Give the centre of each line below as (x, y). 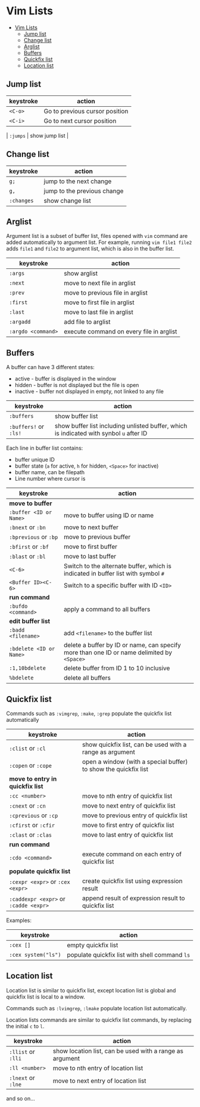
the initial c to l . (25, 1026)
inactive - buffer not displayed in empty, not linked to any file (89, 391)
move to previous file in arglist (105, 293)
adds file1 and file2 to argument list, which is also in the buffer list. (90, 249)
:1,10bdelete (28, 668)
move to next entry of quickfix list (129, 805)
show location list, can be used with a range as (118, 1051)
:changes (21, 200)
